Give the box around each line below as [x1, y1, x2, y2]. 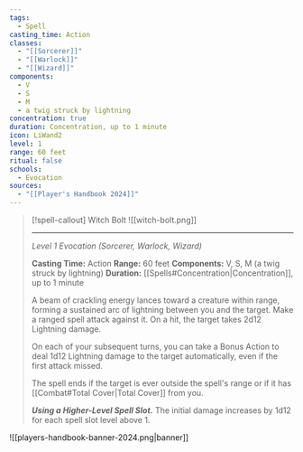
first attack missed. [31, 361, 104, 371]
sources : [9, 182, 42, 191]
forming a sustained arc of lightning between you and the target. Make [31, 305, 294, 315]
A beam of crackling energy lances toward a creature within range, [31, 295, 280, 306]
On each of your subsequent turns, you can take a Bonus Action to [31, 341, 280, 352]
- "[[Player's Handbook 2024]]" [17, 190, 140, 199]
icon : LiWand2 [9, 131, 63, 140]
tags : [9, 13, 30, 23]
